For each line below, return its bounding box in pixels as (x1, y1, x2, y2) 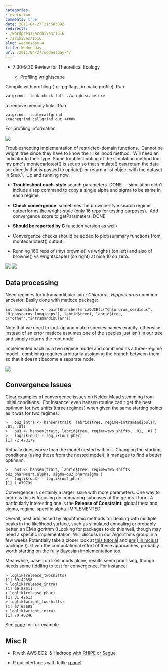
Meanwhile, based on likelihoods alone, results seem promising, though (5, 558, 154, 564)
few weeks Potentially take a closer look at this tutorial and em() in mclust (5, 537, 158, 543)
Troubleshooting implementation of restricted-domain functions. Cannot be (5, 145, 163, 151)
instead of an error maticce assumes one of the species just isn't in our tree (5, 330, 163, 337)
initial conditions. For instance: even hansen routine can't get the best (5, 399, 152, 406)
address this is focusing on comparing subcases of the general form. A (5, 495, 153, 501)
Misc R (5, 636, 27, 645)
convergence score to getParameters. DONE (12, 213, 106, 219)
